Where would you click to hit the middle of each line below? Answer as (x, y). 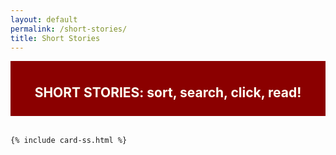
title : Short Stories (55, 38)
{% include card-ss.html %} (69, 141)
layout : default (44, 19)
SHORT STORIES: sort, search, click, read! (168, 92)
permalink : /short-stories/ (69, 29)
